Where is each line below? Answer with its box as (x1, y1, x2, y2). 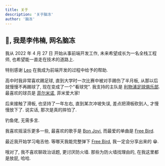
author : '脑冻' (5, 16, 35, 21)
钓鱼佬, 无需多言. (5, 117, 40, 123)
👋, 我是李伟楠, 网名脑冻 (5, 36, 76, 45)
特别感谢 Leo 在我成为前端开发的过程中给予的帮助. (5, 67, 108, 73)
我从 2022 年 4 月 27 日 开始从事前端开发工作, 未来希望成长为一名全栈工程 (5, 50, 157, 56)
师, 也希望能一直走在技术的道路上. (5, 57, 75, 63)
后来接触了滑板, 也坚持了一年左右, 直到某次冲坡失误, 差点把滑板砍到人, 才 (5, 100, 155, 107)
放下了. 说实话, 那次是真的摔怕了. (9, 107, 77, 113)
